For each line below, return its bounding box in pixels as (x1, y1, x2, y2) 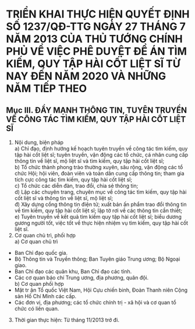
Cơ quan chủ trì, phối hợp (14, 232, 76, 239)
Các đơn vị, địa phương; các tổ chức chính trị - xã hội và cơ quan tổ (14, 299, 176, 306)
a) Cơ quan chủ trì (14, 238, 58, 245)
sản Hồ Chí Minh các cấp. (14, 293, 77, 299)
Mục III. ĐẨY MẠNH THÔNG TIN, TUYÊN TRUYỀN (6, 105, 187, 115)
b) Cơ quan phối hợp (14, 281, 64, 287)
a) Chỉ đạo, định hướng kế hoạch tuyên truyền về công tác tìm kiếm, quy (14, 145, 188, 152)
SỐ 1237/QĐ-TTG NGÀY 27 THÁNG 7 (6, 20, 186, 33)
